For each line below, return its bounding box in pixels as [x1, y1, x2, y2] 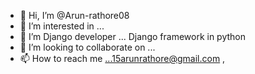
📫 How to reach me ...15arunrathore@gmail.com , [19, 53, 226, 64]
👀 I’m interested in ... [19, 20, 105, 32]
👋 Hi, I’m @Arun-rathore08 [19, 10, 130, 21]
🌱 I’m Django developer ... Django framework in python [19, 31, 247, 42]
